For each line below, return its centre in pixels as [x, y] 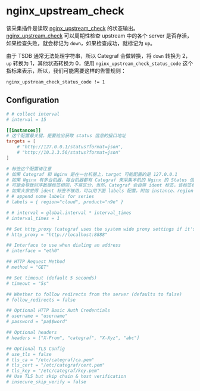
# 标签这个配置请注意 [29, 169]
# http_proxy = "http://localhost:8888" [57, 235]
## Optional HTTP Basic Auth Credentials [58, 311]
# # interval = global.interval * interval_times [69, 213]
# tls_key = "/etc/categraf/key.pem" [53, 371]
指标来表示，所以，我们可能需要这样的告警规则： [66, 70]
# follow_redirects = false [41, 300]
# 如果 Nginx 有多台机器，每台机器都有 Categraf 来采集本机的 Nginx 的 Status [97, 180]
